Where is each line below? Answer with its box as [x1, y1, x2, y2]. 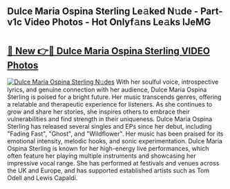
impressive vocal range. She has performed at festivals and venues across [7, 159, 220, 167]
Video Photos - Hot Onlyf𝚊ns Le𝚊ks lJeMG [23, 17, 211, 28]
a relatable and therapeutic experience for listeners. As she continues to [7, 100, 213, 108]
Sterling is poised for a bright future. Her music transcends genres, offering [7, 93, 222, 101]
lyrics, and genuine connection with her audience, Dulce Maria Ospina [7, 86, 207, 93]
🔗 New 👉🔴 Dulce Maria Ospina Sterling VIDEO [7, 45, 211, 57]
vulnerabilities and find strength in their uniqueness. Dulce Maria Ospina [7, 115, 213, 123]
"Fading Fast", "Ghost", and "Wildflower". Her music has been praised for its [7, 129, 224, 138]
